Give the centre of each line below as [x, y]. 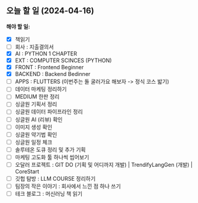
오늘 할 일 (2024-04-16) [50, 11]
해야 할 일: [18, 27]
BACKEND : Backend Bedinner [53, 74]
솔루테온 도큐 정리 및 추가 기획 [50, 149]
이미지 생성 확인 [33, 127]
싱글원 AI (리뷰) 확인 [39, 119]
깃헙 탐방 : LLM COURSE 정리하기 [55, 178]
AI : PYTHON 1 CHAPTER [46, 54]
